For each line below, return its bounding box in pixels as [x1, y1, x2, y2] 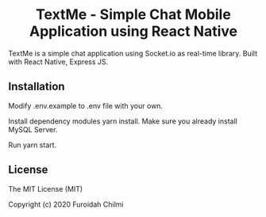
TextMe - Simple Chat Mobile [35, 6, 232, 24]
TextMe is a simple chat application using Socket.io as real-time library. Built [8, 48, 258, 58]
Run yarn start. [8, 140, 57, 150]
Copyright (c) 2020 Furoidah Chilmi [8, 200, 124, 209]
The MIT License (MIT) [8, 184, 83, 193]
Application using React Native [29, 22, 238, 40]
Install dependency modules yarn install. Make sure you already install [8, 116, 238, 126]
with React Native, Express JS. [8, 57, 109, 67]
